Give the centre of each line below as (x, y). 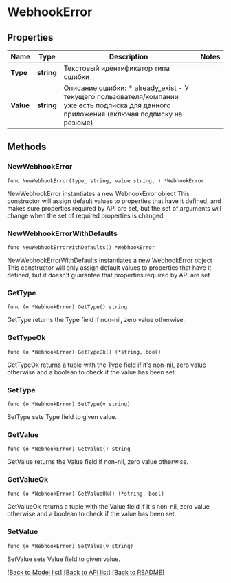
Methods (27, 147)
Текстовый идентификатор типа (117, 68)
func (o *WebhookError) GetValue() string (69, 449)
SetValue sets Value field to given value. (64, 559)
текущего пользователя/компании (121, 97)
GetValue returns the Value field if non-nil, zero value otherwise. (98, 462)
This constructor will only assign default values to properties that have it (109, 267)
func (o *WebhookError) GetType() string (67, 307)
